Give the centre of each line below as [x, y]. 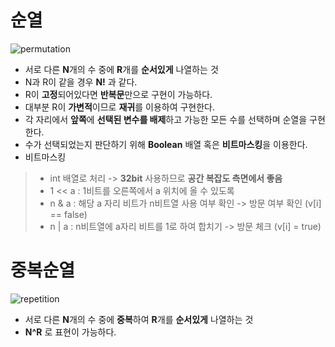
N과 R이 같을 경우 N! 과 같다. [81, 82]
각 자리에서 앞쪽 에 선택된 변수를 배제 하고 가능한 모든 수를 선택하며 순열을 [166, 119]
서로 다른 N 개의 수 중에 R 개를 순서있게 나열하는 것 [121, 69]
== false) [68, 214]
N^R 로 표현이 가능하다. [70, 332]
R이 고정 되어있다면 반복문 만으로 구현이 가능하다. [118, 94]
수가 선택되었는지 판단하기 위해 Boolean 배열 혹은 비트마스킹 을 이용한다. [166, 144]
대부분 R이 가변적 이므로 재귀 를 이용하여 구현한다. [120, 107]
